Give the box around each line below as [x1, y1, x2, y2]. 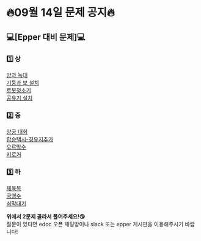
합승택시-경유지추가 [6, 136, 54, 143]
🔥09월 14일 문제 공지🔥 [6, 6, 115, 20]
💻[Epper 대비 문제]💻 [6, 32, 86, 42]
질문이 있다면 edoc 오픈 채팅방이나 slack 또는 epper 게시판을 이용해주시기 [6, 221, 184, 228]
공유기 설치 [6, 94, 33, 102]
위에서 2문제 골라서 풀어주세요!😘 [6, 213, 86, 220]
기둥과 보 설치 [6, 79, 40, 86]
